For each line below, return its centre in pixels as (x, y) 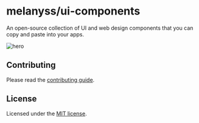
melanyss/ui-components (73, 11)
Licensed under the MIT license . (47, 113)
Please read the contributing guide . (51, 79)
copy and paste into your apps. (45, 34)
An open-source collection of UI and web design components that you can (100, 28)
